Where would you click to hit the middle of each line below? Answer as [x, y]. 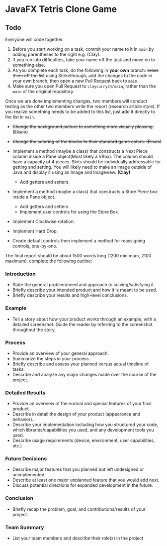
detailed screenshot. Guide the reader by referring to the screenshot [82, 324]
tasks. [18, 369]
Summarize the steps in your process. [51, 358]
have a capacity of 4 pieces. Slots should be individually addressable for [87, 162]
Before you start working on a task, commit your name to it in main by [83, 49]
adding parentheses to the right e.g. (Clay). [56, 54]
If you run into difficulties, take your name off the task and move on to [84, 60]
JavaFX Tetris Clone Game [61, 9]
